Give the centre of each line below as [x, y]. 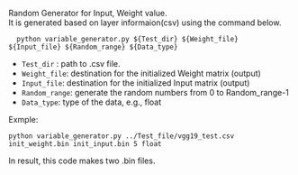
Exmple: [23, 120]
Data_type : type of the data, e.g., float [91, 102]
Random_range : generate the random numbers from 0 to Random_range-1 [155, 92]
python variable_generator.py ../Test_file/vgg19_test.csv [122, 136]
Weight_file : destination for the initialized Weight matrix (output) [141, 73]
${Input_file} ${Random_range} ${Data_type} [93, 47]
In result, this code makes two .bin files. [82, 161]
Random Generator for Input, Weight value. [88, 13]
